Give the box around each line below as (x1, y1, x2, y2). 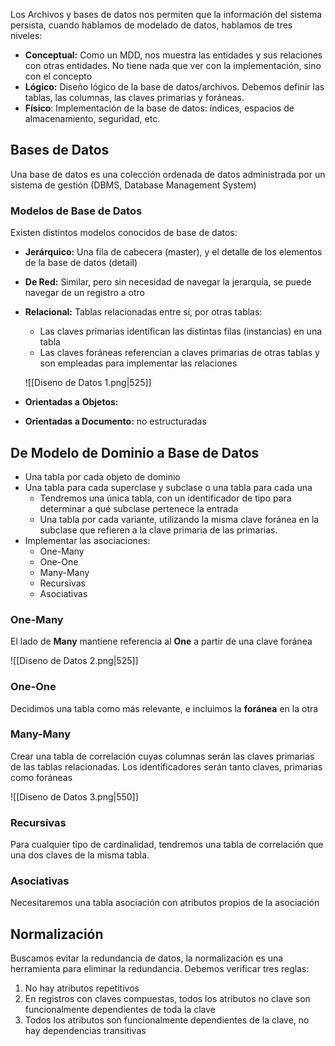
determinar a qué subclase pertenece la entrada (39, 502, 239, 514)
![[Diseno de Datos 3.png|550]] (10, 790, 139, 803)
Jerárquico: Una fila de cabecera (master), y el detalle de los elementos (24, 246, 323, 258)
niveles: (10, 30, 43, 41)
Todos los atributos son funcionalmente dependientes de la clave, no (24, 1014, 310, 1026)
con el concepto (24, 70, 93, 82)
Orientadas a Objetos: (24, 396, 119, 408)
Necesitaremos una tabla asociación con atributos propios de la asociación (10, 897, 320, 909)
